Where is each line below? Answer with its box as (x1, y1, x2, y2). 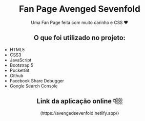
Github (9, 72, 23, 79)
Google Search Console (9, 83, 58, 89)
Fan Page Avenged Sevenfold (19, 3, 141, 15)
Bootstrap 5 (9, 62, 34, 68)
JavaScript (9, 57, 32, 63)
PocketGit (9, 67, 30, 73)
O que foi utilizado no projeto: (33, 34, 126, 42)
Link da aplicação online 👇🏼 (36, 97, 123, 105)
